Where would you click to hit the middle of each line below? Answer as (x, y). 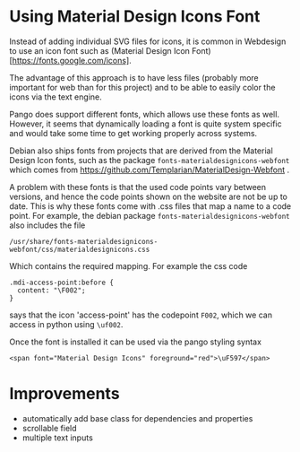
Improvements (64, 394)
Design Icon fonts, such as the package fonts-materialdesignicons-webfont (150, 160)
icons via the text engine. (56, 97)
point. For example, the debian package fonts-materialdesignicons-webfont (150, 215)
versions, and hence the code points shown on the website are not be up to (149, 196)
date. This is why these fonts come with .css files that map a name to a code (150, 206)
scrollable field (50, 428)
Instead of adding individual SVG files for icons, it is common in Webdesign (148, 41)
